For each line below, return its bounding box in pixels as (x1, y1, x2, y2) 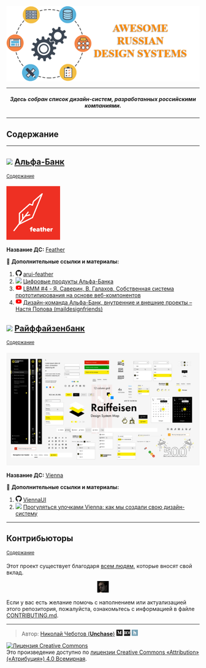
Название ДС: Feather (6, 246, 66, 254)
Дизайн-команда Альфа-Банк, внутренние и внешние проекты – (23, 299, 193, 306)
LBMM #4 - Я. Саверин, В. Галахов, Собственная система (23, 285, 175, 292)
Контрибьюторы (6, 533, 74, 544)
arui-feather (23, 270, 54, 278)
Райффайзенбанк (14, 323, 85, 333)
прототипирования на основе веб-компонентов (15, 292, 141, 299)
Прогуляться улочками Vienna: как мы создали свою (23, 503, 162, 510)
